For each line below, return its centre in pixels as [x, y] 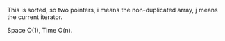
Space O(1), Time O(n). [40, 30]
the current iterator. [35, 17]
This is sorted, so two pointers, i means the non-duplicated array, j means [112, 10]
